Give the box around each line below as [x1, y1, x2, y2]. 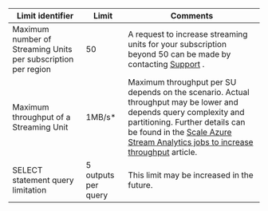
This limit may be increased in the [128, 169, 254, 181]
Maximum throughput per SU [128, 77, 237, 87]
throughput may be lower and [128, 97, 238, 107]
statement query [12, 175, 74, 185]
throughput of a [12, 112, 71, 122]
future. [128, 180, 153, 190]
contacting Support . [128, 59, 205, 70]
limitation [12, 185, 47, 195]
